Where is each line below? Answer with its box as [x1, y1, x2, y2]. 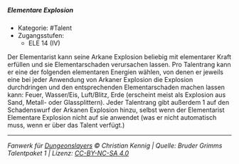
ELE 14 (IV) [28, 39, 60, 47]
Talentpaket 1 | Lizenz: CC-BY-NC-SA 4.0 [7, 148, 129, 157]
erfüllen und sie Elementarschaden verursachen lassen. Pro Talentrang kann [7, 60, 231, 68]
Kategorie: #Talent [17, 24, 73, 32]
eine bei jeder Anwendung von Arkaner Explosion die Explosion [7, 75, 193, 83]
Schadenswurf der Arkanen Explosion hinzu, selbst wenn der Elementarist [7, 106, 225, 114]
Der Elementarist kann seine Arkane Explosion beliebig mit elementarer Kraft [7, 52, 232, 61]
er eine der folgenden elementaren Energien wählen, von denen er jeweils [7, 68, 224, 76]
